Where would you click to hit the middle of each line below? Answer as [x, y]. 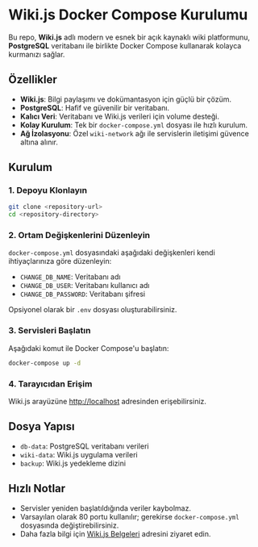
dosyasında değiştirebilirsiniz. [69, 525]
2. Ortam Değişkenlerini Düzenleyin [79, 236]
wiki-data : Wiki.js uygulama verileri [79, 454]
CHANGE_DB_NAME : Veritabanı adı [70, 277]
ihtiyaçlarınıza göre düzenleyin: [60, 261]
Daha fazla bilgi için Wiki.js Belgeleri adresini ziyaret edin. [115, 533]
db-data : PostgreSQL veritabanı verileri [84, 446]
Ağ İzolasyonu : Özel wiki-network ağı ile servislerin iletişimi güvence [135, 133]
